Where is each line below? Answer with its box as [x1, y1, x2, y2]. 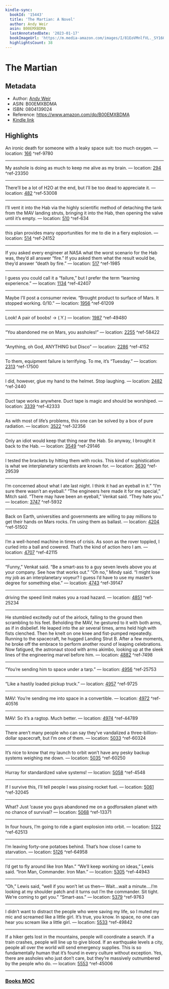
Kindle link [12, 117, 34, 123]
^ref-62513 [5, 829, 28, 835]
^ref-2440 [5, 383, 26, 389]
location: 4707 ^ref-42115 [5, 549, 58, 555]
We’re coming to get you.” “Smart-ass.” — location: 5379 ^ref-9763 [5, 894, 144, 900]
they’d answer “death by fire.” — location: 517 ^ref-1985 [5, 260, 120, 266]
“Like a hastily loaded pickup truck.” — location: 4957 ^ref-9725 [5, 681, 138, 687]
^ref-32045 [5, 789, 29, 795]
